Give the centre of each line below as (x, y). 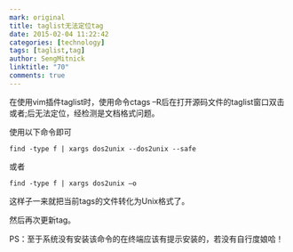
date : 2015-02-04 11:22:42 (59, 34)
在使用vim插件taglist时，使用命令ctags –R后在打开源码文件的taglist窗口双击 (147, 102)
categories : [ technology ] (57, 42)
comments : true (37, 76)
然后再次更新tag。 (43, 220)
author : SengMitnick (48, 59)
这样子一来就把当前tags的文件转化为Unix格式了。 (99, 200)
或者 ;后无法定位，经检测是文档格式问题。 (84, 113)
